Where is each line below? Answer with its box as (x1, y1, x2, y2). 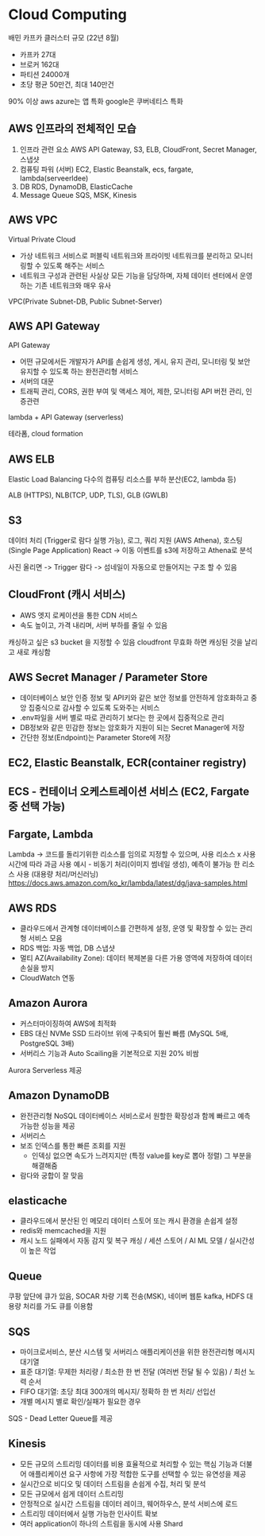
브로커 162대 (19, 60, 60, 69)
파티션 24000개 (19, 69, 70, 79)
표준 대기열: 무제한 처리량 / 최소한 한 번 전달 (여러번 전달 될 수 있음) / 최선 (19, 1367, 248, 1376)
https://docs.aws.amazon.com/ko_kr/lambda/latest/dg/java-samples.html (8, 878, 248, 888)
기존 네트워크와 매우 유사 (34, 281, 111, 290)
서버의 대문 (19, 377, 55, 386)
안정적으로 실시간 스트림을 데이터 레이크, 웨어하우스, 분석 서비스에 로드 (19, 1499, 238, 1508)
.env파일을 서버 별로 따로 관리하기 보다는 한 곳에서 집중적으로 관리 (19, 713, 225, 722)
